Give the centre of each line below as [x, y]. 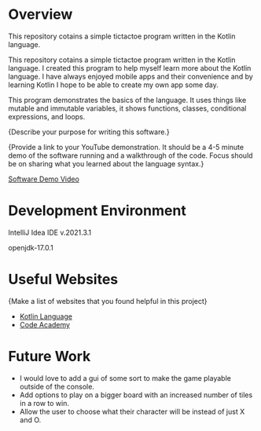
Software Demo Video [44, 179]
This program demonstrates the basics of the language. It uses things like [127, 100]
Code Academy [45, 324]
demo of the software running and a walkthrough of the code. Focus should [130, 155]
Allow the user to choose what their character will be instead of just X [132, 411]
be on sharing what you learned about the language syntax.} [106, 163]
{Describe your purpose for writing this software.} [89, 132]
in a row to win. [44, 403]
